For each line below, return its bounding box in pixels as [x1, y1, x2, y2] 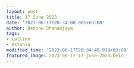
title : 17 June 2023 [6, 14, 58, 20]
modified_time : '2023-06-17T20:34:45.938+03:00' [6, 47, 129, 53]
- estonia [6, 42, 31, 48]
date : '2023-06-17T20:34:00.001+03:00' [6, 20, 105, 25]
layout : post [6, 8, 39, 15]
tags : [6, 31, 20, 37]
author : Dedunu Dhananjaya [6, 25, 73, 31]
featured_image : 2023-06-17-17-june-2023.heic [6, 53, 124, 59]
